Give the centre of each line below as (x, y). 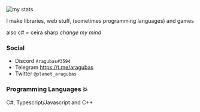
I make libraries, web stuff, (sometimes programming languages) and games (100, 21)
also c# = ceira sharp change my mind (54, 32)
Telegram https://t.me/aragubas (54, 67)
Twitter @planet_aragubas (46, 74)
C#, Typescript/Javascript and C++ (50, 102)
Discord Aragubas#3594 (43, 61)
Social (16, 48)
